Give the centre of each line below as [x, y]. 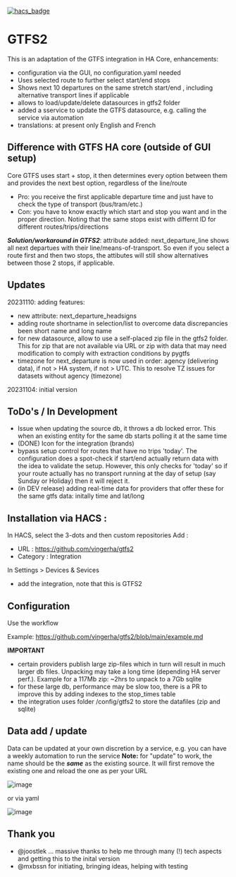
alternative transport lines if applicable [73, 95]
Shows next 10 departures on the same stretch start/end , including [115, 88]
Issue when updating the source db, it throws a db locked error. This [117, 429]
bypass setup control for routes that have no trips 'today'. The [107, 451]
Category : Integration [49, 556]
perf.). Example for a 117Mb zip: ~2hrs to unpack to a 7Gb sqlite [110, 679]
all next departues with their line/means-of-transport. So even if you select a [118, 248]
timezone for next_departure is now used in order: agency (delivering [118, 361]
